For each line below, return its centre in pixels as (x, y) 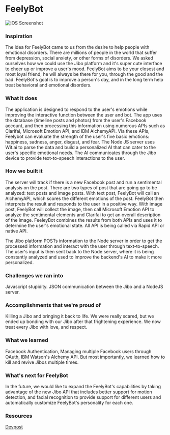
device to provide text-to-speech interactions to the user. (65, 158)
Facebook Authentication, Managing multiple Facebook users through (78, 351)
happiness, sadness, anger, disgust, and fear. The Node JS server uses (80, 142)
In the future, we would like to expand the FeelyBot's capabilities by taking (83, 387)
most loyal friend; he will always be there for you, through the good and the (84, 74)
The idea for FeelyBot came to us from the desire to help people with (77, 47)
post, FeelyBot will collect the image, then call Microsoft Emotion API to (80, 209)
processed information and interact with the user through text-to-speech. (82, 246)
